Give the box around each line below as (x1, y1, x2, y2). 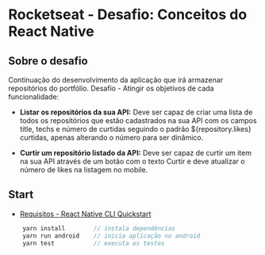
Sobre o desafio (8, 54, 89, 68)
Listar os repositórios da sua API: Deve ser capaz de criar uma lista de (19, 107, 253, 117)
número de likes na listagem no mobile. (19, 165, 148, 174)
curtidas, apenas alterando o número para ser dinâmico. (19, 133, 204, 142)
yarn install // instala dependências (22, 224, 176, 232)
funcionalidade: (8, 92, 60, 101)
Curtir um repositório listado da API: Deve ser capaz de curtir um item (19, 149, 252, 157)
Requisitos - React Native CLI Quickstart (19, 209, 152, 218)
